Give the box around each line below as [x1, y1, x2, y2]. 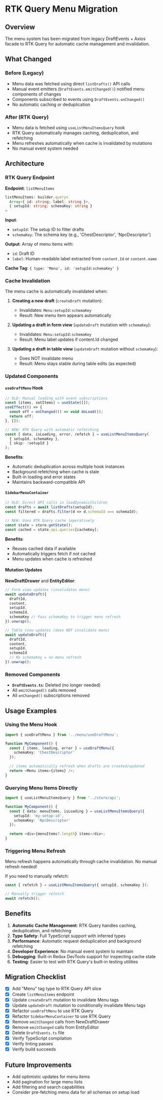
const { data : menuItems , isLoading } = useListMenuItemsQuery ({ [9, 808, 145, 814]
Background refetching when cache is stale [12, 469, 99, 475]
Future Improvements [5, 1061, 72, 1069]
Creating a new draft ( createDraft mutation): [12, 298, 103, 304]
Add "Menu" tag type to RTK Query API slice [12, 986, 102, 992]
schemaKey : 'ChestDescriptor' [14, 750, 75, 755]
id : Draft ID [12, 251, 35, 256]
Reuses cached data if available [12, 545, 76, 551]
